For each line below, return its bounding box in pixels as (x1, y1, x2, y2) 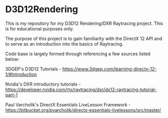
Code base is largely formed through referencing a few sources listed (5, 51, 151, 57)
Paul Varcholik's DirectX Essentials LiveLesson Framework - (5, 101, 131, 107)
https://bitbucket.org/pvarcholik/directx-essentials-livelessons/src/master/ (5, 107, 161, 113)
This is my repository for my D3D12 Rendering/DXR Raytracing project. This (5, 20, 163, 26)
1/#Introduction (5, 71, 37, 77)
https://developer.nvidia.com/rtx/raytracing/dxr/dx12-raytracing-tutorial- (5, 86, 157, 92)
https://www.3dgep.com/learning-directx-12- (62, 66, 157, 72)
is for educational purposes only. (5, 25, 74, 31)
